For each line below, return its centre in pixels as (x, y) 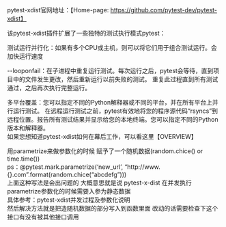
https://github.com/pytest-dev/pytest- (164, 10)
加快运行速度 (25, 56)
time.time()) (24, 159)
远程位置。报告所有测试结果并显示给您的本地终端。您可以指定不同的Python (113, 119)
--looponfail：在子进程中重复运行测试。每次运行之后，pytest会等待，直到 (110, 71)
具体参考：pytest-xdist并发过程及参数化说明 (69, 200)
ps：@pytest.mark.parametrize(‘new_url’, (65, 167)
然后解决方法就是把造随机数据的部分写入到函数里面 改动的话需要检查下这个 (113, 208)
